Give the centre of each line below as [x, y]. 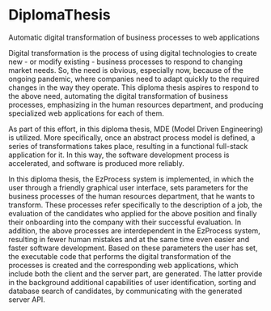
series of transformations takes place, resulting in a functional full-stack [128, 146]
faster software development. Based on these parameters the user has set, [133, 248]
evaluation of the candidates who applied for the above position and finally [133, 213]
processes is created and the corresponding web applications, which [123, 265]
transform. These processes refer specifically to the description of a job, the [135, 205]
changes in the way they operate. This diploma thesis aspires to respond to [133, 87]
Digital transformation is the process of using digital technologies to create [133, 53]
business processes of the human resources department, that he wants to [131, 196]
